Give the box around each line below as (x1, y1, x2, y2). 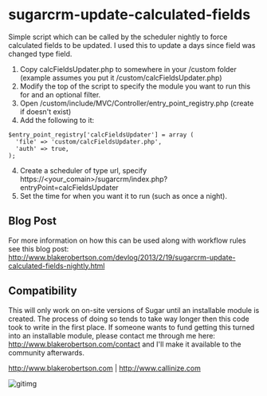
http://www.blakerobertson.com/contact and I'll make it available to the (8, 339, 241, 349)
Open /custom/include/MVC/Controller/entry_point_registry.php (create (19, 98, 254, 108)
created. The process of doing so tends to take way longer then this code (8, 314, 249, 323)
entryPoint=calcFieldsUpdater (19, 182, 119, 192)
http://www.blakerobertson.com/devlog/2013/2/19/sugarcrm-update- (8, 252, 236, 262)
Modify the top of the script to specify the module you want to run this (19, 81, 251, 91)
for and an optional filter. (19, 89, 101, 99)
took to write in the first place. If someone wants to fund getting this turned (8, 322, 255, 332)
